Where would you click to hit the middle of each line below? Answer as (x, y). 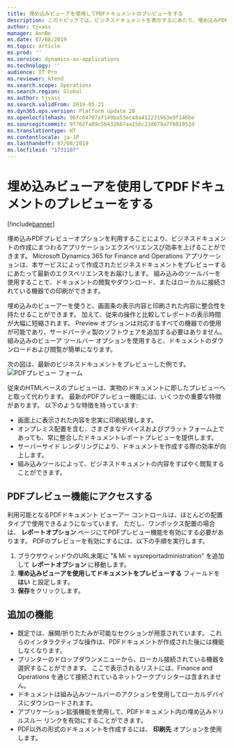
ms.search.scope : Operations (49, 85)
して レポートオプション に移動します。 (73, 564)
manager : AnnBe (29, 33)
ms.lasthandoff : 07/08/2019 (48, 144)
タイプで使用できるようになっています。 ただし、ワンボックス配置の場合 (111, 523)
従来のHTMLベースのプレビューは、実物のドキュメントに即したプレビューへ (117, 388)
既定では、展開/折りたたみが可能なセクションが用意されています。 (113, 633)
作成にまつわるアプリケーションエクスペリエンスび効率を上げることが (120, 247)
